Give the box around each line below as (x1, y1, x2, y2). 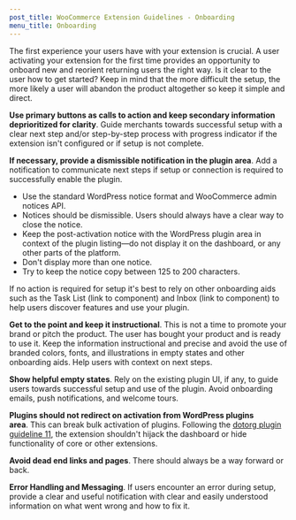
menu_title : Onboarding (9, 21, 97, 30)
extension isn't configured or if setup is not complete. (9, 138, 204, 149)
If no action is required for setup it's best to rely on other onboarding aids (9, 283, 277, 294)
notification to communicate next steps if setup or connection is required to (9, 164, 284, 175)
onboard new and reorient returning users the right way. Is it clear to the (9, 64, 272, 75)
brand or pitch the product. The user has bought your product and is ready (9, 328, 281, 339)
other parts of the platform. (21, 247, 121, 257)
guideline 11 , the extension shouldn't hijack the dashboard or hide (9, 428, 247, 439)
